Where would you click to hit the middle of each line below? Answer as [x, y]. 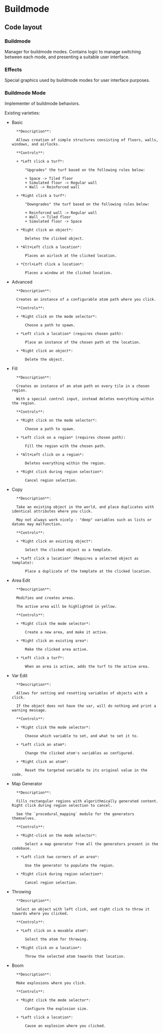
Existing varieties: [22, 113]
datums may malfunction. [37, 524]
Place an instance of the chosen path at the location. [83, 342]
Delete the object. [44, 360]
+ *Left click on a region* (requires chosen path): [71, 438]
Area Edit [21, 580]
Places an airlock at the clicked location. [71, 256]
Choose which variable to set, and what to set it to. [82, 736]
